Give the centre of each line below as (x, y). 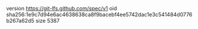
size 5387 (47, 21)
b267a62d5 (20, 21)
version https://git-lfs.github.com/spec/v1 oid (62, 8)
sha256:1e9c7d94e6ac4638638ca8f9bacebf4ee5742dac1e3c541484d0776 (99, 14)
